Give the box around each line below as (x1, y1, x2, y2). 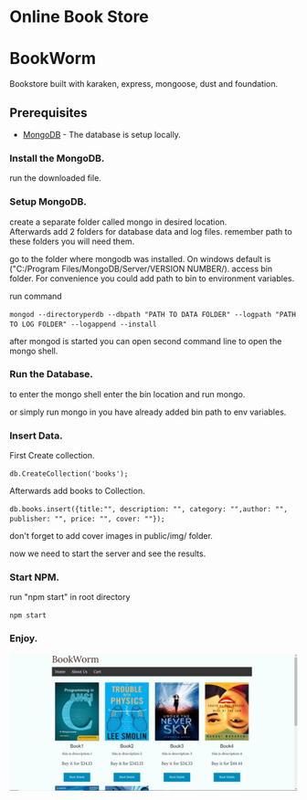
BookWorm (9, 48, 97, 69)
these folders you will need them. (9, 236, 135, 247)
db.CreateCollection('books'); (9, 469, 129, 479)
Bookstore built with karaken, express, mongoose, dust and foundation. (9, 79, 279, 89)
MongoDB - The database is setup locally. (22, 129, 181, 140)
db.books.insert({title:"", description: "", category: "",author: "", (9, 505, 288, 514)
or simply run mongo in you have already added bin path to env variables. (9, 406, 287, 417)
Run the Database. (9, 368, 94, 381)
